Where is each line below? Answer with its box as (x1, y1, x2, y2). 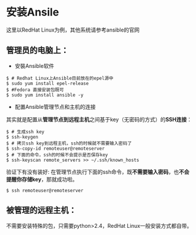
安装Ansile (6, 5, 59, 19)
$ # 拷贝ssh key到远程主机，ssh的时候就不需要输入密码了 (6, 140, 132, 146)
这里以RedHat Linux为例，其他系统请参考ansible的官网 (6, 26, 140, 33)
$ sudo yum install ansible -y (6, 92, 84, 98)
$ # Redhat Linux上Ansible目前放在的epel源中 (6, 75, 114, 81)
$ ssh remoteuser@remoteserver (6, 187, 84, 193)
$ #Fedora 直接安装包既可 (6, 87, 64, 93)
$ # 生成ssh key (6, 129, 45, 134)
